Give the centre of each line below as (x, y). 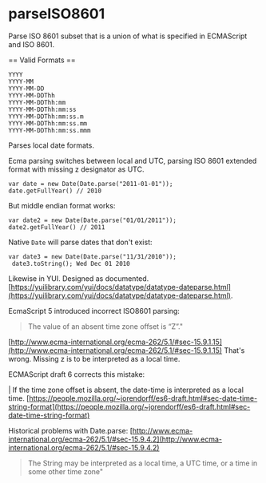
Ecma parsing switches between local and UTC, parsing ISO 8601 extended (133, 160)
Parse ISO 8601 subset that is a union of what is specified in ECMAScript (128, 36)
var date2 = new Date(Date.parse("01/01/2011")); (93, 220)
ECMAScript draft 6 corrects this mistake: (77, 374)
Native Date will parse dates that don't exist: (80, 242)
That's (234, 350)
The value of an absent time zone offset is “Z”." (105, 326)
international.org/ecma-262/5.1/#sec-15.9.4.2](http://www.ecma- (115, 439)
